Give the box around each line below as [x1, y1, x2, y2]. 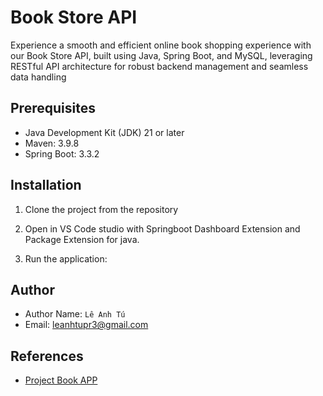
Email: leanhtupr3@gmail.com [24, 319, 149, 331]
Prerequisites [10, 100, 96, 117]
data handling [10, 71, 67, 83]
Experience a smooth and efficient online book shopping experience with [10, 39, 312, 51]
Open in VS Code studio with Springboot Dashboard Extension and [24, 222, 301, 235]
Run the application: [24, 252, 108, 265]
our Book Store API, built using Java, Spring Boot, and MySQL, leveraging [10, 49, 313, 61]
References [10, 347, 84, 365]
